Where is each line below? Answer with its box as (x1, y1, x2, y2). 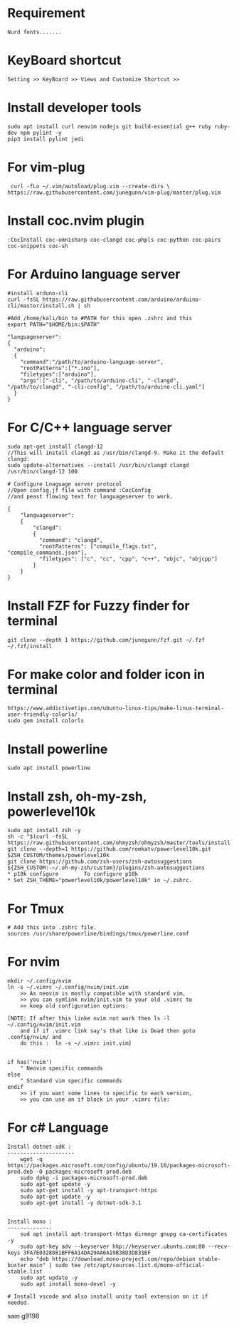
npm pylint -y (20, 129, 62, 136)
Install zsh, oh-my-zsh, (7, 788, 147, 804)
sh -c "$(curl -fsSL (7, 833, 69, 841)
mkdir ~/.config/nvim (7, 978, 72, 985)
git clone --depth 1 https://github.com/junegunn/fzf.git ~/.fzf (7, 636, 205, 643)
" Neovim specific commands (20, 1065, 103, 1072)
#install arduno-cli (7, 290, 69, 297)
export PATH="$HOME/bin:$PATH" (7, 321, 100, 328)
